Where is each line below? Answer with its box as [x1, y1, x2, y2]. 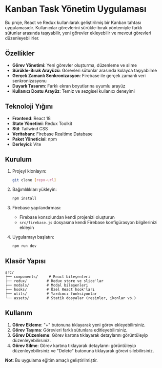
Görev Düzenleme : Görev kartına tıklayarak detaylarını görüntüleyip [12, 332, 148, 338]
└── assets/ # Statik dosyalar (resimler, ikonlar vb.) [5, 295, 137, 301]
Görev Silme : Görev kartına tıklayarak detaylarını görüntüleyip [12, 343, 137, 348]
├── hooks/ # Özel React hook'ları [5, 287, 95, 292]
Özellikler [5, 49, 35, 58]
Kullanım [5, 309, 33, 317]
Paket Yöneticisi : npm [12, 136, 57, 142]
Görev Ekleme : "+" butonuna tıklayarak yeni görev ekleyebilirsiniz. [12, 322, 145, 327]
